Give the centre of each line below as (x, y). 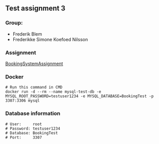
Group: (14, 23)
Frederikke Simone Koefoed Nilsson (50, 39)
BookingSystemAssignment (34, 64)
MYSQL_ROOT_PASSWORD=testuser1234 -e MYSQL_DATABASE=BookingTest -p (79, 96)
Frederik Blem (27, 34)
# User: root (24, 124)
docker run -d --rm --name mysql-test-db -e (53, 92)
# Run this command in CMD (34, 88)
